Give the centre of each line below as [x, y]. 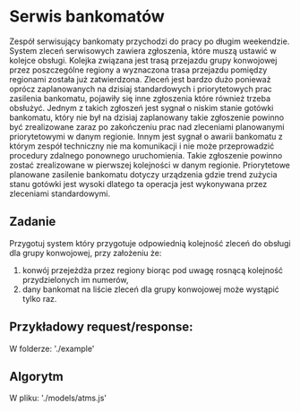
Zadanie [33, 222]
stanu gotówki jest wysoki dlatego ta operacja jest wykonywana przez [138, 184]
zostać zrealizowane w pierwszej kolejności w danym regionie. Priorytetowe [150, 165]
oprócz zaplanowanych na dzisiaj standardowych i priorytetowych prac [141, 89]
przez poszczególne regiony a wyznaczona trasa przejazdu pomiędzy [138, 70]
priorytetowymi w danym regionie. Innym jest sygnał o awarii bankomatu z [146, 136]
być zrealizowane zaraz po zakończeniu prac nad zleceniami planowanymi [147, 126]
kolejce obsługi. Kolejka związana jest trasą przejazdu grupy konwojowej [143, 60]
